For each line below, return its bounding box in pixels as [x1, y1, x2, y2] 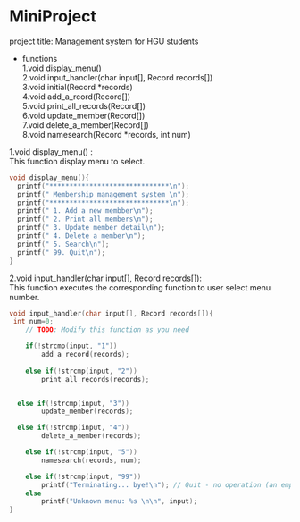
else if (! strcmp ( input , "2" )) [25, 366, 138, 375]
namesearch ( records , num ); [41, 456, 142, 465]
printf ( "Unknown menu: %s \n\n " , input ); [41, 497, 198, 506]
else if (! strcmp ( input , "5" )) [25, 448, 138, 457]
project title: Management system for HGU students [9, 36, 199, 46]
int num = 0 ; [12, 317, 54, 326]
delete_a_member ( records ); [41, 432, 142, 441]
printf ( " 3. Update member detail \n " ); [17, 223, 166, 232]
